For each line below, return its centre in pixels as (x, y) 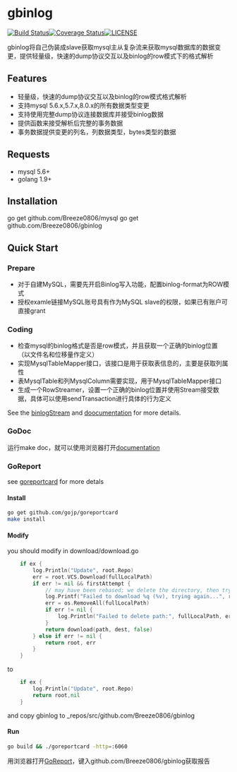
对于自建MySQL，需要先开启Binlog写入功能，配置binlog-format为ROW (120, 285)
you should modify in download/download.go (73, 551)
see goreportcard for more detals (56, 481)
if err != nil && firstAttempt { (82, 583)
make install (26, 519)
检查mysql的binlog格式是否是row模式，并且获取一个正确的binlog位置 (117, 346)
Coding (20, 329)
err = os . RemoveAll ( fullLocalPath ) (97, 603)
